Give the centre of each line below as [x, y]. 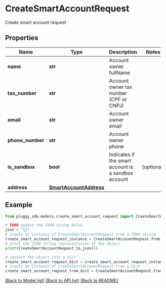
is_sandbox [21, 167]
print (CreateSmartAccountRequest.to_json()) [52, 248]
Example [19, 205]
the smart [120, 161]
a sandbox [121, 173]
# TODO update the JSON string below [44, 225]
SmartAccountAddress [77, 187]
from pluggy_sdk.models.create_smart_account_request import [69, 216]
